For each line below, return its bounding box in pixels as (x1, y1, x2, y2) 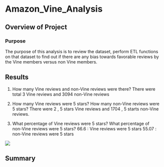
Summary (5, 154, 36, 163)
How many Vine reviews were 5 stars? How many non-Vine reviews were (12, 101, 160, 106)
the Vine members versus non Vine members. (5, 59, 97, 64)
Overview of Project (5, 23, 68, 31)
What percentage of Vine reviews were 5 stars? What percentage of (12, 121, 150, 126)
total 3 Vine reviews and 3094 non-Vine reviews (12, 91, 110, 97)
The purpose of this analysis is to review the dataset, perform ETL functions (5, 48, 158, 54)
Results (5, 73, 29, 82)
